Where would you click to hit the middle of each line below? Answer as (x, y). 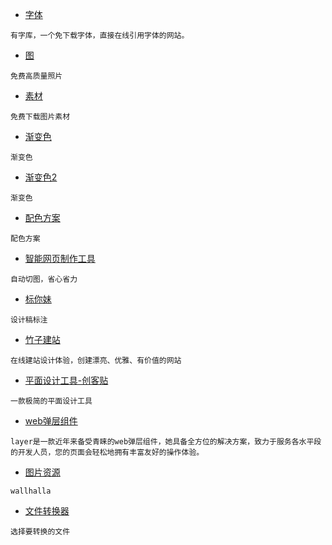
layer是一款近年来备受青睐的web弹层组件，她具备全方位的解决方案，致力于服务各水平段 (166, 442)
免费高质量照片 (36, 76)
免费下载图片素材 (40, 117)
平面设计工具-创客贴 (66, 380)
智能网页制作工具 (60, 258)
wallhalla (31, 491)
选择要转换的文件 (40, 532)
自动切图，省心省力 (44, 279)
